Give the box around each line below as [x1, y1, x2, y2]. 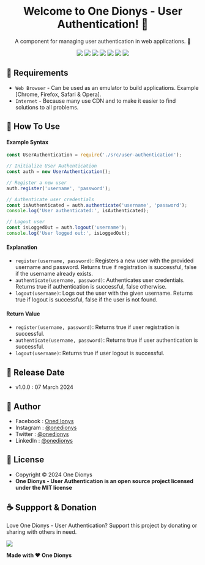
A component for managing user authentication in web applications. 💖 [15, 37, 191, 45]
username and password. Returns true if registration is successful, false [15, 264, 197, 271]
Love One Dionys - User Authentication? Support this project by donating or [6, 522, 198, 529]
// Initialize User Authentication [6, 163, 97, 169]
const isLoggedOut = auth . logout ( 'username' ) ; [6, 224, 127, 231]
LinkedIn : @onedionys [15, 437, 73, 444]
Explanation [6, 243, 38, 251]
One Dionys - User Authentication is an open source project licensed [15, 477, 194, 484]
